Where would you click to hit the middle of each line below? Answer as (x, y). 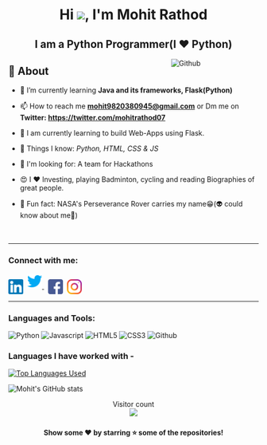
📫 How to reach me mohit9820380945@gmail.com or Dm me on (130, 106)
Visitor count (133, 404)
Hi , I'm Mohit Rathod (133, 15)
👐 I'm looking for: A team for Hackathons (86, 164)
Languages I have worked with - (71, 356)
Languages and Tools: (52, 318)
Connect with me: (43, 261)
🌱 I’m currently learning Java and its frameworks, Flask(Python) (126, 90)
